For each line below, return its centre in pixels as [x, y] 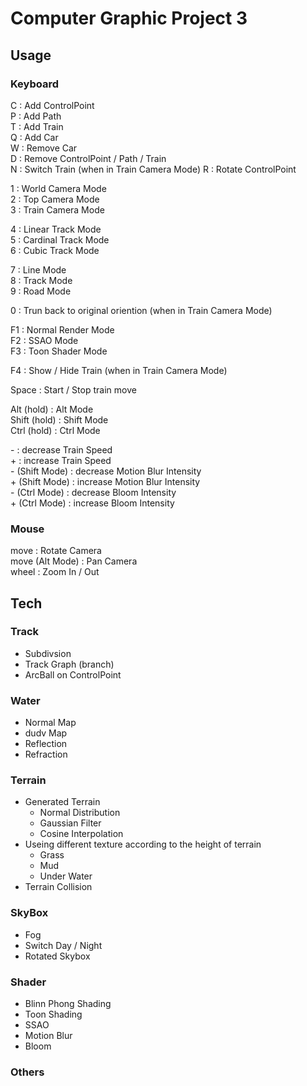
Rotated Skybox [57, 956]
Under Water [66, 876]
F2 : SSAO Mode [44, 340]
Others [27, 1072]
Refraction [46, 754]
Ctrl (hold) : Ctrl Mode [55, 430]
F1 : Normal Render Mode [62, 329]
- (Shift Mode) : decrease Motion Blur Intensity [106, 471]
